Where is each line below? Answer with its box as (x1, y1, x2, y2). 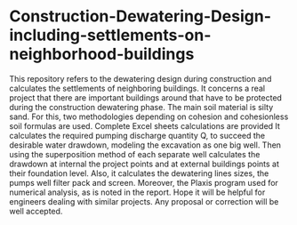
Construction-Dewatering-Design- (9, 6, 271, 27)
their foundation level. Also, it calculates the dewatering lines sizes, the (9, 167, 269, 179)
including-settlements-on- (9, 25, 212, 45)
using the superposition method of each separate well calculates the (9, 149, 261, 159)
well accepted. (9, 205, 63, 216)
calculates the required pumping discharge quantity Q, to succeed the (9, 130, 266, 141)
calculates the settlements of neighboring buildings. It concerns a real (9, 83, 265, 93)
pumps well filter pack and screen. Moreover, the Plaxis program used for (9, 177, 278, 188)
